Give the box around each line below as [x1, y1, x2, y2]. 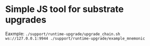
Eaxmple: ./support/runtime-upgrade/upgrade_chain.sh [5, 30, 120, 36]
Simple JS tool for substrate [5, 3, 124, 15]
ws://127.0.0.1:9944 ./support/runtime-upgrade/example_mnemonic [5, 36, 145, 41]
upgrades [5, 14, 47, 25]
